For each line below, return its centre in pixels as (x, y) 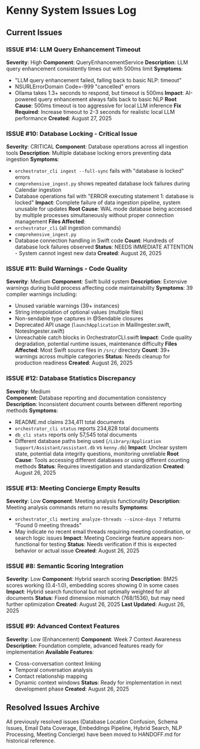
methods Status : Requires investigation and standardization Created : (100, 466)
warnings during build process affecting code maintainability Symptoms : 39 (100, 288)
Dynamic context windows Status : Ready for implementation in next (98, 682)
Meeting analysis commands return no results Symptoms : (77, 507)
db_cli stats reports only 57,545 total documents (76, 434)
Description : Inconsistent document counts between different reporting (94, 404)
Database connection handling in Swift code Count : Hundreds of (94, 241)
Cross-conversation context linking (58, 663)
